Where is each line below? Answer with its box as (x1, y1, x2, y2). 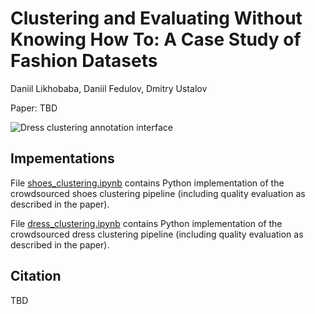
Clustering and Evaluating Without (10, 7, 303, 30)
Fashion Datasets (10, 50, 158, 72)
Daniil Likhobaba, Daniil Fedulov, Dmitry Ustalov (10, 82, 208, 94)
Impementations (10, 150, 115, 167)
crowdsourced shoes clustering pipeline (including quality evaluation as (10, 187, 306, 199)
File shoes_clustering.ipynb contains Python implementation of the (10, 177, 285, 189)
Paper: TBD (10, 102, 58, 114)
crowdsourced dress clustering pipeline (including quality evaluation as (10, 228, 304, 240)
